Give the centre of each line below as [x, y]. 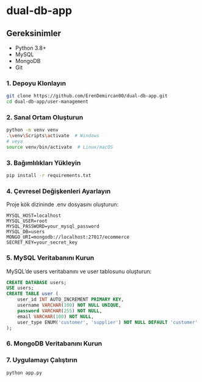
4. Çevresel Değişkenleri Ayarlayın [59, 191]
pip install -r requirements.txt [49, 176]
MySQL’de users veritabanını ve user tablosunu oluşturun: [79, 271]
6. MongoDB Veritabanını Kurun [54, 343]
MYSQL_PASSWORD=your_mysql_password [53, 227]
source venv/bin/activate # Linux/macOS [60, 147]
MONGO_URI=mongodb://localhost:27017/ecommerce [68, 237]
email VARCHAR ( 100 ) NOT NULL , [56, 316]
